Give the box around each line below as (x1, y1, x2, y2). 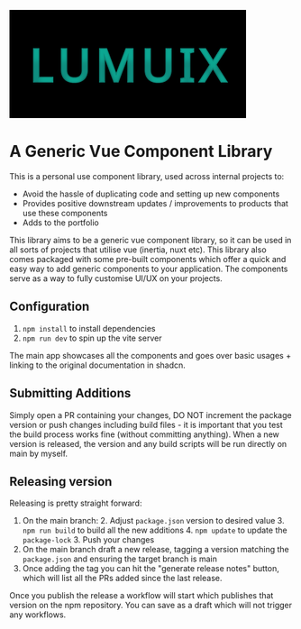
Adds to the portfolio (22, 217, 99, 228)
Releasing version (9, 474, 113, 489)
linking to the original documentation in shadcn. (9, 360, 187, 370)
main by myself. (9, 448, 68, 459)
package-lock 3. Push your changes (22, 534, 155, 545)
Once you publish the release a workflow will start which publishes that (9, 590, 274, 601)
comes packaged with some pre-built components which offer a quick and (9, 253, 287, 264)
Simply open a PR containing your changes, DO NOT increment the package (9, 409, 292, 420)
